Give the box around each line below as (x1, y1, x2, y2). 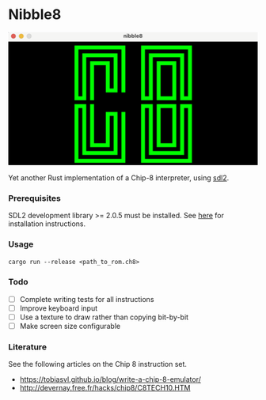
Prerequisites (8, 192, 61, 203)
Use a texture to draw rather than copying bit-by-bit (19, 312, 188, 322)
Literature (8, 342, 47, 353)
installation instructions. (8, 219, 86, 228)
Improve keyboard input (19, 303, 98, 313)
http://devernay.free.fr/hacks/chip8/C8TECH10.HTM (19, 383, 191, 393)
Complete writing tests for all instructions (19, 294, 154, 304)
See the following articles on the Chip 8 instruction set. (8, 360, 188, 369)
